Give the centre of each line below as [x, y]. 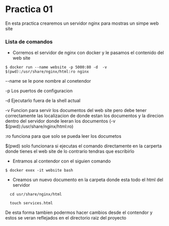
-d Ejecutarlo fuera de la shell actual [43, 101]
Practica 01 [29, 9]
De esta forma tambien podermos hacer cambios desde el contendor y [79, 212]
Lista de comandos [29, 41]
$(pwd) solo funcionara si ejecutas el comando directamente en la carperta [83, 146]
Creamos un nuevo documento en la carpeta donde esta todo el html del [88, 180]
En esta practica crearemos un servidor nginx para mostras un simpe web [82, 23]
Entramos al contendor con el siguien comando [62, 161]
